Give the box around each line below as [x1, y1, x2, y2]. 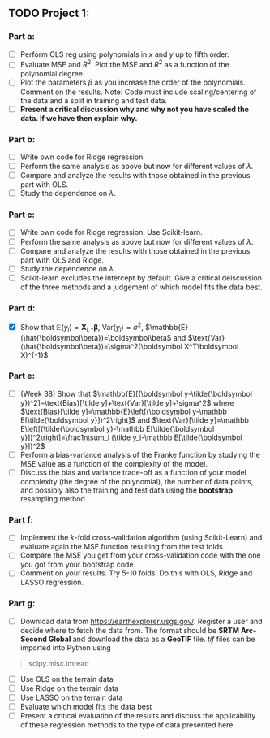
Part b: [8, 133, 36, 145]
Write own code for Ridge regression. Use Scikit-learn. [19, 228, 203, 237]
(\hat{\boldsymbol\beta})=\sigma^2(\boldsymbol [19, 341, 182, 351]
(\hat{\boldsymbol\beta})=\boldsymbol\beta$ [19, 332, 172, 342]
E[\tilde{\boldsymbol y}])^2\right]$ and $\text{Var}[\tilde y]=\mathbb [19, 415, 250, 425]
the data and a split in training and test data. [19, 95, 168, 105]
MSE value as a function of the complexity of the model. [19, 458, 208, 468]
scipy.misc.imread [28, 658, 89, 668]
